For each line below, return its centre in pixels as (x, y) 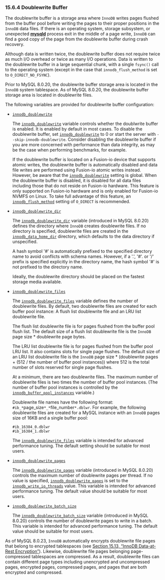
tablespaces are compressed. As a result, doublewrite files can (95, 557)
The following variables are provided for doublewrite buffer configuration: (80, 105)
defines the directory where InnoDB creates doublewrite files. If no (79, 226)
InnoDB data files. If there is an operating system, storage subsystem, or (78, 29)
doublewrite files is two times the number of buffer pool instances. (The (85, 382)
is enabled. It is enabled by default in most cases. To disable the (77, 129)
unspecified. (25, 242)
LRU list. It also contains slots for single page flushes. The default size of (86, 352)
